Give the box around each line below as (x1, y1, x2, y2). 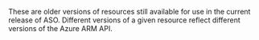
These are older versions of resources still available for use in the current (8, 7, 251, 16)
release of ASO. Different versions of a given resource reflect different (8, 15, 240, 25)
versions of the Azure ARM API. (8, 24, 113, 33)
